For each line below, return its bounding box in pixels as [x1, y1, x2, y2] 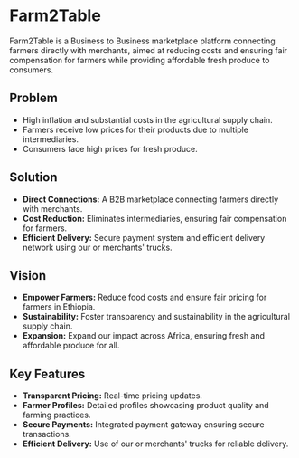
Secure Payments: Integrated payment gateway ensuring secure [22, 419, 265, 430]
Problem [9, 91, 59, 106]
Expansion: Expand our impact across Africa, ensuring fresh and [22, 330, 265, 341]
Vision [9, 268, 47, 283]
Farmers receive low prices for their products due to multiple [22, 124, 248, 135]
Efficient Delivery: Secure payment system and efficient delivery [22, 232, 266, 243]
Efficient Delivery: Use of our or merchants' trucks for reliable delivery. [22, 438, 289, 449]
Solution [9, 169, 58, 186]
